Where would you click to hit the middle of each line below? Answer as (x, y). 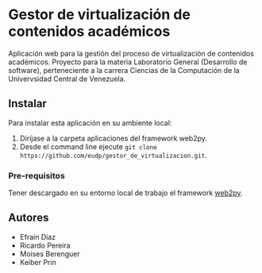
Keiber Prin (38, 262)
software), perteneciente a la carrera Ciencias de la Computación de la (124, 70)
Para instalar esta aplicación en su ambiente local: (90, 123)
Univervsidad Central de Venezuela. (67, 79)
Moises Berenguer (50, 254)
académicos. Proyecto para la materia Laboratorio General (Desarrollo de (128, 62)
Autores (29, 218)
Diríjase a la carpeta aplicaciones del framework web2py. (114, 138)
